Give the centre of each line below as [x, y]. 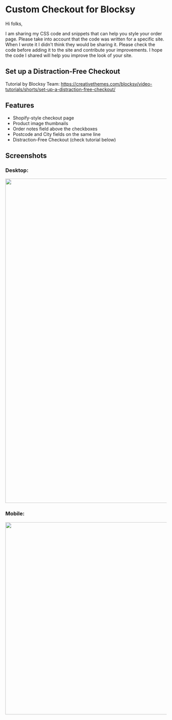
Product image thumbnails [40, 123]
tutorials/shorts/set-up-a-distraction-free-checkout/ [60, 89]
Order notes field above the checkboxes [55, 129]
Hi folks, [14, 24]
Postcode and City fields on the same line [57, 134]
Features [20, 105]
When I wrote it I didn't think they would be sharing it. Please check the [80, 44]
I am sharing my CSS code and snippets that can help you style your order [84, 33]
